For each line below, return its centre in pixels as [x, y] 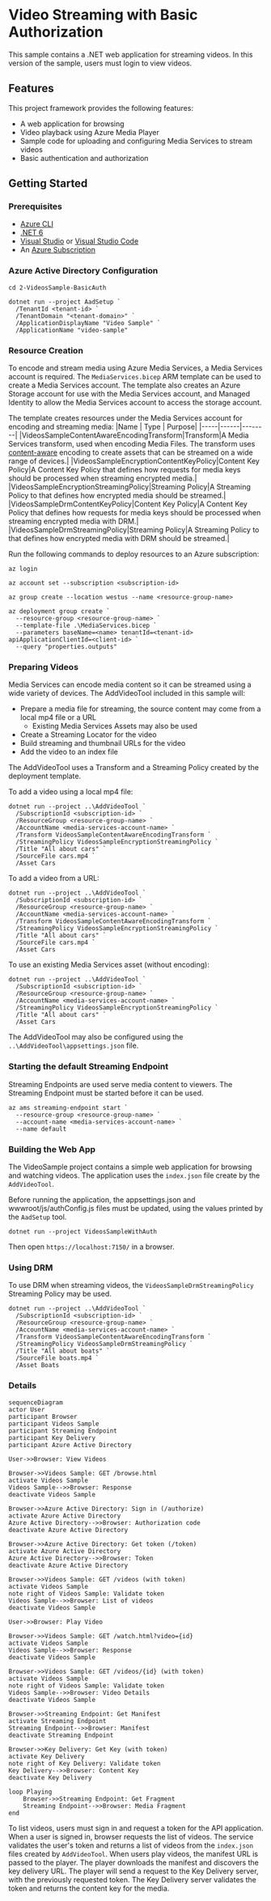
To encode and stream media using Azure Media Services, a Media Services [135, 368]
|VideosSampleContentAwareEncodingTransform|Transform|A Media [134, 435]
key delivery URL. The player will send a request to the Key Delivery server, [133, 1871]
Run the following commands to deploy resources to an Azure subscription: [134, 554]
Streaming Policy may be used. [60, 1294]
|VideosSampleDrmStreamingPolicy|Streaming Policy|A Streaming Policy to [134, 530]
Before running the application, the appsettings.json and [102, 1200]
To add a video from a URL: [54, 879]
